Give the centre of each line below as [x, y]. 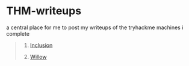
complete [18, 33]
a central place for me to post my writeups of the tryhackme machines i [95, 27]
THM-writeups [44, 11]
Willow [38, 56]
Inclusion [41, 45]
